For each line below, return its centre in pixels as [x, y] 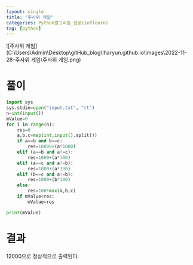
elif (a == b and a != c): [45, 152]
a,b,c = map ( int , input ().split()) [57, 135]
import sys [20, 102]
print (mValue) [24, 213]
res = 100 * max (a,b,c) [52, 191]
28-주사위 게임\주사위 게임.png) [44, 60]
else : [24, 185]
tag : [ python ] [24, 28]
